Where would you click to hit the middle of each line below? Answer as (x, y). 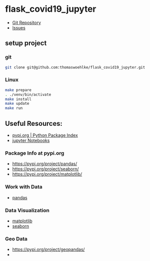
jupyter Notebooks (31, 140)
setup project (26, 43)
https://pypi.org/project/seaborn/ (45, 169)
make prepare (18, 90)
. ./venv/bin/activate (28, 95)
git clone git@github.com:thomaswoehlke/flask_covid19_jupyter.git (75, 67)
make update (17, 104)
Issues (19, 27)
